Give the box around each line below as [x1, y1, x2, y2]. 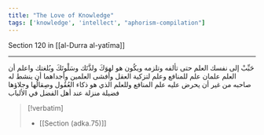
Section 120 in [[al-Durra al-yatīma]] [8, 40, 126, 49]
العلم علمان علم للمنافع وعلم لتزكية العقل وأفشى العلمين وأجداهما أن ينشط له [8, 71, 237, 81]
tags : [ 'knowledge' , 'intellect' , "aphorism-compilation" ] [8, 19, 206, 27]
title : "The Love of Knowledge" [8, 11, 114, 20]
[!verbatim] [27, 103, 64, 112]
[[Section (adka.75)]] [38, 119, 107, 128]
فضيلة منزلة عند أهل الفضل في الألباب [8, 88, 119, 97]
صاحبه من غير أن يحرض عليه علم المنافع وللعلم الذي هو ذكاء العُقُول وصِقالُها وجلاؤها [8, 79, 251, 89]
